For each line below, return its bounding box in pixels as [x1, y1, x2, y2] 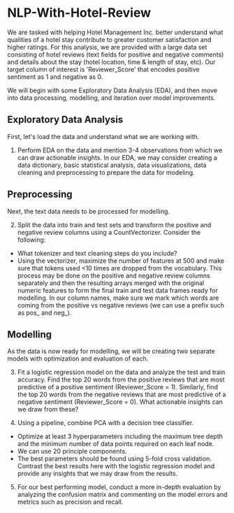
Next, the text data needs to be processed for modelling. [7, 207, 170, 215]
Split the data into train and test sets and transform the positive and [17, 220, 212, 229]
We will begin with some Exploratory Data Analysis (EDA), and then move [7, 86, 218, 94]
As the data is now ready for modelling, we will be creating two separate [7, 347, 215, 356]
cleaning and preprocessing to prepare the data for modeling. [17, 168, 195, 176]
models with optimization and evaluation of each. [7, 354, 149, 363]
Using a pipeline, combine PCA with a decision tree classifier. [17, 419, 194, 427]
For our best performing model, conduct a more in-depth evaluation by [17, 483, 221, 491]
